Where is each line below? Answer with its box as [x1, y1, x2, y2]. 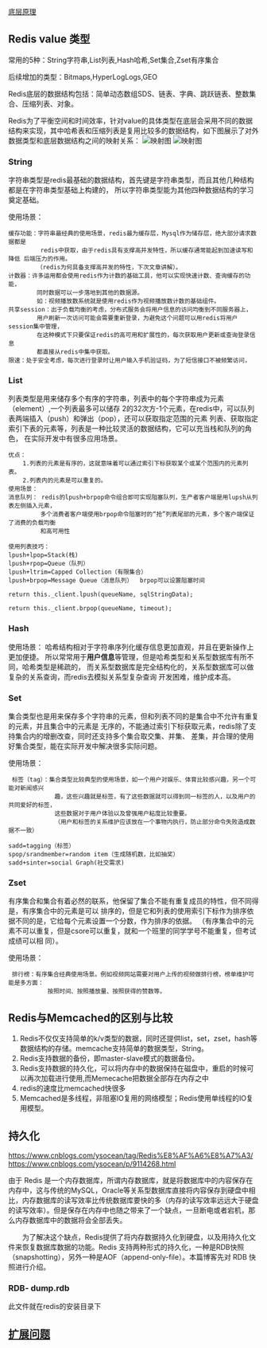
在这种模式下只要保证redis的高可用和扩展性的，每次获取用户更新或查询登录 [37, 331, 250, 339]
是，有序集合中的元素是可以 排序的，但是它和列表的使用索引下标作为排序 [8, 907, 247, 916]
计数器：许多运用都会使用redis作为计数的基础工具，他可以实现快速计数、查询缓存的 [8, 272, 245, 280]
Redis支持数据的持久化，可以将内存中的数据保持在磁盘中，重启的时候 [19, 1064, 248, 1073]
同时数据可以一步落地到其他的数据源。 [37, 289, 144, 297]
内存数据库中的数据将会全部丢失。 [14, 1215, 127, 1225]
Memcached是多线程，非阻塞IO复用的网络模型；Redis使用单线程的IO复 [19, 1094, 254, 1103]
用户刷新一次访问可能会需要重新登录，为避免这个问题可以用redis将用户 [37, 314, 238, 323]
